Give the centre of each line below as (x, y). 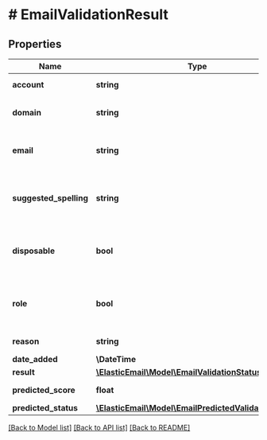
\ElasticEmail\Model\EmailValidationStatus (179, 372)
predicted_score (44, 390)
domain (27, 113)
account (28, 85)
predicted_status (45, 408)
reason (26, 341)
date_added (35, 359)
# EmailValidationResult (88, 15)
